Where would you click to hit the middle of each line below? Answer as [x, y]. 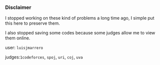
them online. [18, 38]
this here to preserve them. [32, 23]
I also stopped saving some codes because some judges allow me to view [80, 33]
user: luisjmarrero [24, 48]
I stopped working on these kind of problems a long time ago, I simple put [80, 18]
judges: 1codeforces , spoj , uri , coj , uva [44, 57]
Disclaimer [18, 7]
